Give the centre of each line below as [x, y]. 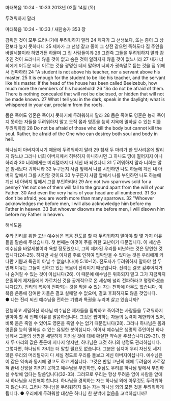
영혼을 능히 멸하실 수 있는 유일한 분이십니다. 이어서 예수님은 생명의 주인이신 [80, 330]
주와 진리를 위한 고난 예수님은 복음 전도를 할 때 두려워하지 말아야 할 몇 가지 [79, 236]
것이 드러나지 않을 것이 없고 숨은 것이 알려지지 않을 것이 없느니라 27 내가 [86, 59]
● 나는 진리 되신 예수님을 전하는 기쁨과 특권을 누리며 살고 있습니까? [72, 299]
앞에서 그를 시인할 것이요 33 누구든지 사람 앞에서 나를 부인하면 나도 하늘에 [88, 175]
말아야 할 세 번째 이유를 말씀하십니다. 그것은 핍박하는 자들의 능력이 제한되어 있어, [85, 317]
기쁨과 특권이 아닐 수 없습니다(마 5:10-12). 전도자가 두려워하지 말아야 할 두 [88, 261]
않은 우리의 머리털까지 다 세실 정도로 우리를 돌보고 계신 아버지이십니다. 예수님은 [84, 355]
